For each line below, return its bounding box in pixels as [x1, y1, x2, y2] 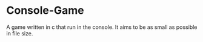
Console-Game [6, 4, 85, 17]
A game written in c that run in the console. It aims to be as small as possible [6, 23, 198, 31]
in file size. [6, 29, 33, 37]
